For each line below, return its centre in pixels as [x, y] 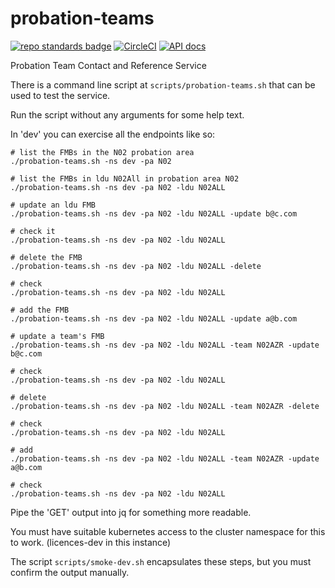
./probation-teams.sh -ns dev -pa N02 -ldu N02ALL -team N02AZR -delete [165, 406]
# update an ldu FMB [53, 205]
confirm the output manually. [70, 572]
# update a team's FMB [57, 336]
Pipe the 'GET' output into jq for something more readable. [131, 512]
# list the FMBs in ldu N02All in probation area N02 [125, 178]
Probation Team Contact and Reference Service [108, 65]
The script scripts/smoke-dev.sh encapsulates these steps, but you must [161, 561]
